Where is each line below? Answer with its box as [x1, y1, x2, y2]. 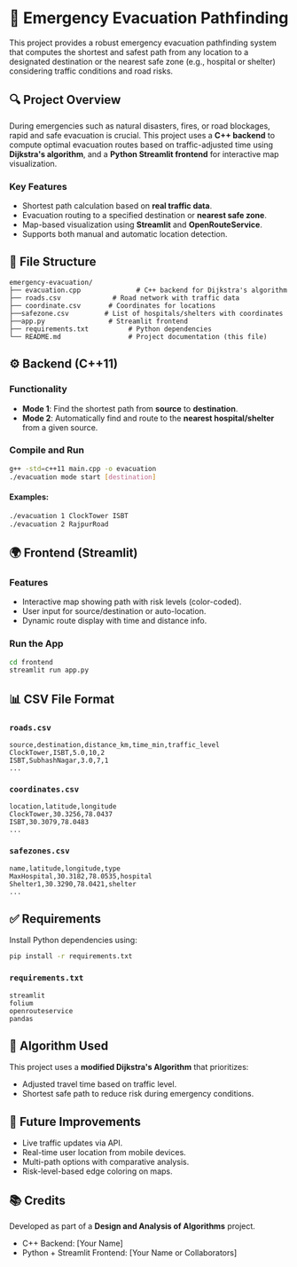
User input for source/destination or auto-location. [21, 606, 207, 617]
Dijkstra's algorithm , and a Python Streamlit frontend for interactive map [9, 148, 279, 159]
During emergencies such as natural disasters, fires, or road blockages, [9, 120, 270, 131]
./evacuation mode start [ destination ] [9, 472, 157, 482]
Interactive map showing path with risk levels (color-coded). [21, 596, 242, 607]
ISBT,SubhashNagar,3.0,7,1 [9, 756, 109, 765]
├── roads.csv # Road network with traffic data [9, 293, 240, 303]
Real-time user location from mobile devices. [21, 1147, 186, 1158]
